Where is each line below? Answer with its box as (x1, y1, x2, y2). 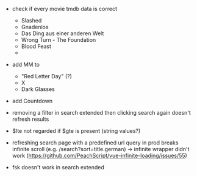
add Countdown (12, 97, 53, 104)
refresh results (12, 115, 49, 123)
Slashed (21, 17, 42, 24)
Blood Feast (21, 42, 52, 50)
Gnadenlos (21, 24, 49, 30)
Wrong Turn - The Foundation (21, 36, 96, 43)
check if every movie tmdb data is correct (12, 5, 118, 12)
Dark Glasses (21, 86, 55, 93)
